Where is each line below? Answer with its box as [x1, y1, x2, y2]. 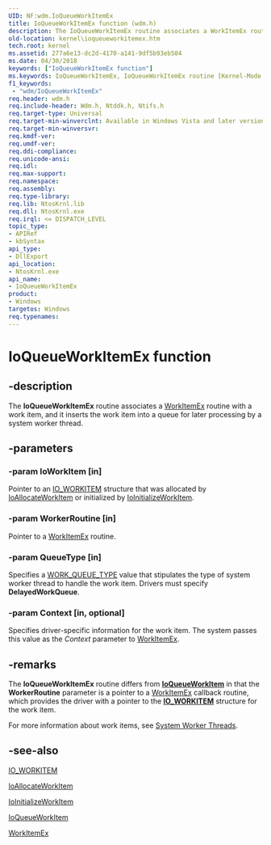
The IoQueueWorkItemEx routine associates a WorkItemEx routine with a [8, 401, 252, 411]
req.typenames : [8, 312, 60, 320]
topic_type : [8, 222, 48, 230]
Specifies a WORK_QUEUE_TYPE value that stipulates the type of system [8, 569, 251, 579]
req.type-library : [8, 192, 70, 201]
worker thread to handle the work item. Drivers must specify [8, 578, 208, 588]
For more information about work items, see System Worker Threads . [8, 720, 239, 730]
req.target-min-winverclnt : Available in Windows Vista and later [8, 117, 236, 125]
